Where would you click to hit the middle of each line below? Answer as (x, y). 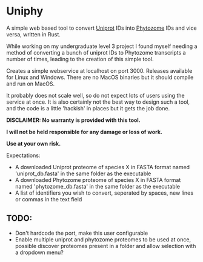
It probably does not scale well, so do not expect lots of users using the (95, 95)
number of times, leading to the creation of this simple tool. (80, 59)
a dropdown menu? (39, 252)
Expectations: (23, 155)
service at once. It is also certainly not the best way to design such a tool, (98, 102)
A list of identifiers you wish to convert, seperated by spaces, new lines (104, 193)
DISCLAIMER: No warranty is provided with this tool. (73, 120)
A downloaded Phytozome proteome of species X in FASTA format (98, 180)
